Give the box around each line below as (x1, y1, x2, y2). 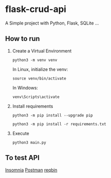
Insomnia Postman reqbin (5, 166, 58, 173)
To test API (5, 153, 40, 162)
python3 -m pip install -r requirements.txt (12, 121, 107, 126)
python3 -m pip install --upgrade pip (12, 112, 93, 118)
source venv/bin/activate (12, 76, 66, 81)
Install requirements (12, 103, 53, 109)
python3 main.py (12, 140, 46, 145)
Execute (12, 130, 29, 136)
